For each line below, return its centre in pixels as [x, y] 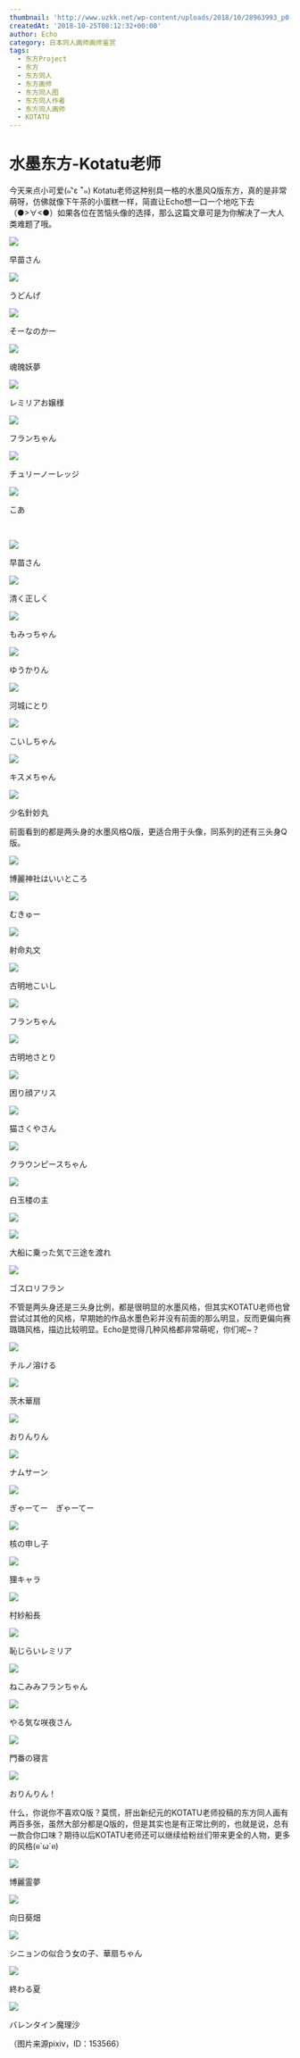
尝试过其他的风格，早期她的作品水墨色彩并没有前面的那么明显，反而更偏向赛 [150, 1319]
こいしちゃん [33, 741]
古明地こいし [33, 986]
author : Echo [33, 34]
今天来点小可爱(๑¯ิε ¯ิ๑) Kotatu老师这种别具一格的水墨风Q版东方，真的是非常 [148, 191]
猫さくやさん [33, 1129]
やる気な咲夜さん [41, 1722]
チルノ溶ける [33, 1365]
